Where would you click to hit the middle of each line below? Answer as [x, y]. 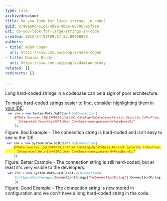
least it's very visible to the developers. [45, 167]
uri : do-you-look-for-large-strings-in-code [52, 32]
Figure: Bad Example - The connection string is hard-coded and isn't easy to [84, 133]
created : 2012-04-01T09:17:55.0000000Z [47, 37]
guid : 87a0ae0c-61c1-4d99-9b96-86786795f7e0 [52, 26]
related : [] [17, 68]
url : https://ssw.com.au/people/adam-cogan [55, 52]
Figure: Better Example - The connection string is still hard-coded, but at [80, 162]
